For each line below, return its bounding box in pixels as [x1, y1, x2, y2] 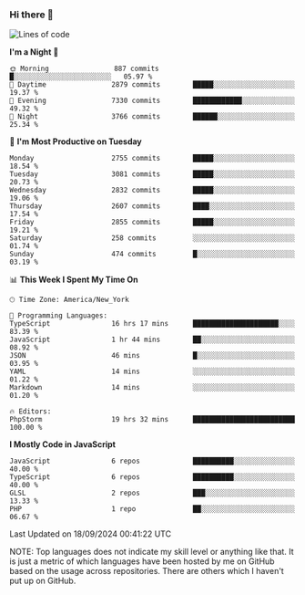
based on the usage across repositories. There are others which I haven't [9, 566, 284, 577]
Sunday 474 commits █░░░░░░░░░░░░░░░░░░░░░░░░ [9, 250, 296, 259]
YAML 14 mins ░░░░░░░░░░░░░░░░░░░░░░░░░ [9, 367, 296, 377]
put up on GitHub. [9, 575, 76, 587]
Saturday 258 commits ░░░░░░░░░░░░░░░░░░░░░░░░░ [9, 234, 296, 243]
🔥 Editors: [9, 407, 52, 416]
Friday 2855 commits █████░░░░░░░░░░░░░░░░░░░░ [9, 218, 296, 227]
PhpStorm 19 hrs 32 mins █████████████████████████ [9, 415, 296, 424]
